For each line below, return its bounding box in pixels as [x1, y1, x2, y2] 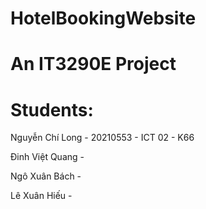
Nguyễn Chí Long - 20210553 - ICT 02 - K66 [10, 132, 195, 144]
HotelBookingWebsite [10, 7, 197, 30]
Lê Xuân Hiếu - [10, 190, 73, 202]
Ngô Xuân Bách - [10, 170, 82, 182]
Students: [10, 98, 94, 121]
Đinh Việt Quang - [10, 151, 85, 163]
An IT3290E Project [10, 53, 177, 76]
